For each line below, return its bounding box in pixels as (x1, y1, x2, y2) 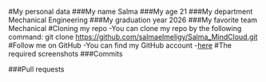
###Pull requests (8, 64, 65, 74)
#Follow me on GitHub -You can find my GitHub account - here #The (8, 41, 232, 50)
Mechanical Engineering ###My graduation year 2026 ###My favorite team (8, 15, 258, 25)
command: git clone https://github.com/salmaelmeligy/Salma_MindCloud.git (8, 32, 258, 41)
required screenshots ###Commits (8, 49, 123, 58)
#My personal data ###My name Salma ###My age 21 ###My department (8, 7, 253, 16)
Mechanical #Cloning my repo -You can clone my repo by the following (8, 24, 242, 33)
